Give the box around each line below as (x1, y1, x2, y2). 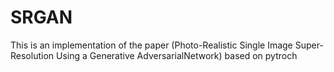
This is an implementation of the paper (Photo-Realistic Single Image (10, 39, 293, 51)
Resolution (10, 49, 55, 61)
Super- (294, 39, 324, 51)
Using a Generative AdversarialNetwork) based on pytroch (55, 49, 298, 61)
